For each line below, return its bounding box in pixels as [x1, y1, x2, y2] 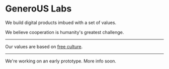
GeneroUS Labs [5, 3, 72, 14]
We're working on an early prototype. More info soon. [5, 58, 117, 64]
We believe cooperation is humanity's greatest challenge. [5, 29, 124, 35]
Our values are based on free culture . [5, 43, 83, 49]
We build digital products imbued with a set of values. [5, 19, 117, 25]
